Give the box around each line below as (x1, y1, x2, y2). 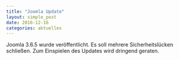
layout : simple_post (6, 14, 57, 20)
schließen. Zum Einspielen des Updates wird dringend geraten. (6, 48, 160, 55)
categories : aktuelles (6, 25, 62, 31)
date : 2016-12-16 (6, 19, 49, 25)
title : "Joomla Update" (6, 8, 65, 15)
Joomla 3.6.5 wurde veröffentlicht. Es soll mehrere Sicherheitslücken (6, 41, 173, 48)
